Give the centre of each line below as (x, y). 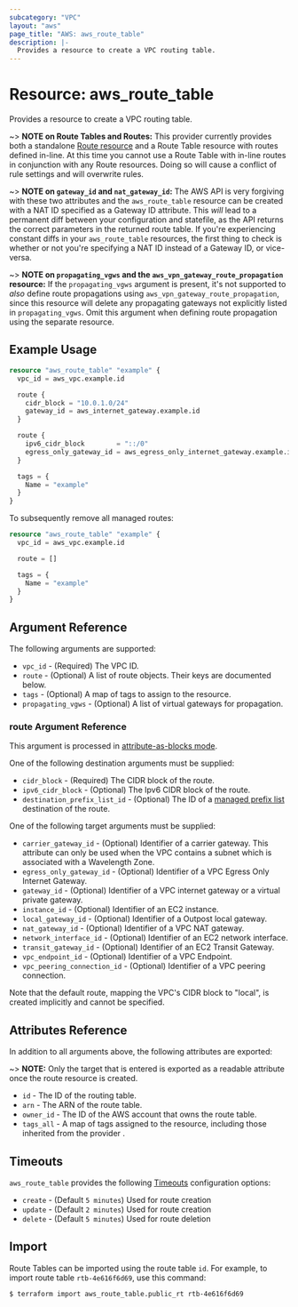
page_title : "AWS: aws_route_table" (77, 34)
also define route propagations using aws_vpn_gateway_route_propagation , (144, 293)
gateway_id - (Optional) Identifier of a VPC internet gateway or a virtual (151, 891)
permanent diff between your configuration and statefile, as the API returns (146, 220)
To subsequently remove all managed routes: (92, 518)
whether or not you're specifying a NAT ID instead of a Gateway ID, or (137, 248)
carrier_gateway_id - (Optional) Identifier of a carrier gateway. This (145, 843)
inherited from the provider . (74, 1134)
